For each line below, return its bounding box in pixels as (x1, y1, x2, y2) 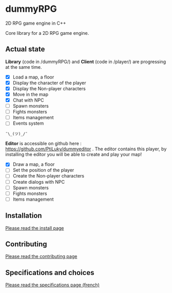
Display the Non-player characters (12, 85, 86, 91)
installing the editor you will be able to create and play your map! (5, 151, 142, 158)
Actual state (5, 45, 45, 54)
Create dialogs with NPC (12, 179, 65, 185)
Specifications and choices (5, 268, 94, 277)
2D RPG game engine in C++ (5, 20, 66, 26)
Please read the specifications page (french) (5, 282, 100, 288)
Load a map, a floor (12, 74, 54, 80)
